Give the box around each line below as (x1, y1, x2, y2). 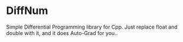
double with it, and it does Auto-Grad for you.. (6, 29, 118, 36)
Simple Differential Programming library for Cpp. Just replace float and (6, 23, 178, 30)
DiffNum (6, 4, 48, 17)
